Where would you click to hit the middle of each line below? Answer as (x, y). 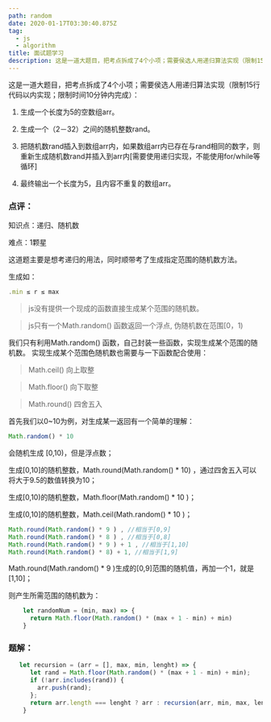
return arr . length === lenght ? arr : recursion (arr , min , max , (140, 703)
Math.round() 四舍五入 (65, 405)
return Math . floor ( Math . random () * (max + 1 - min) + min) (131, 618)
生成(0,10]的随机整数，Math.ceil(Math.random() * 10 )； (100, 514)
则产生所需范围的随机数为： (54, 595)
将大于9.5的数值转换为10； (52, 479)
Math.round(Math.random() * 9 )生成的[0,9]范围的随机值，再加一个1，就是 (131, 568)
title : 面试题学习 (36, 53)
